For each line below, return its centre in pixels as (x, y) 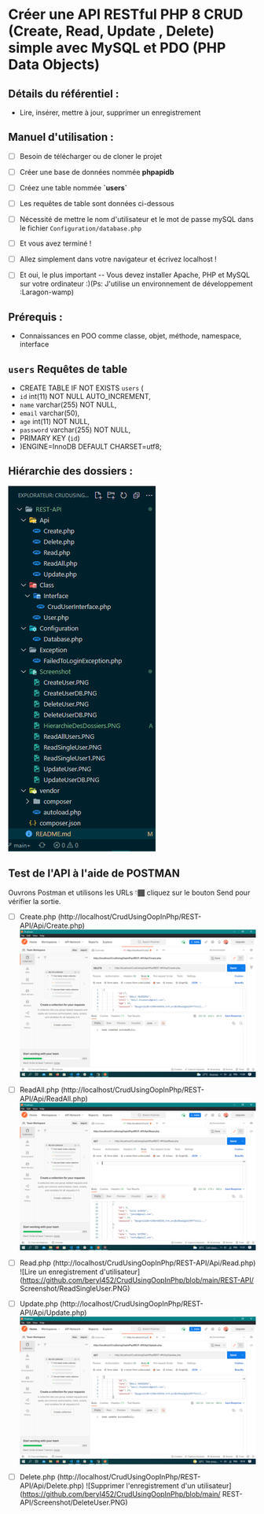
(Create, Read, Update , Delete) (111, 31)
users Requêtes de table (68, 369)
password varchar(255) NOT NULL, (75, 430)
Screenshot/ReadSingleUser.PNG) (75, 1289)
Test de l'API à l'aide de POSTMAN (94, 874)
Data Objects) (54, 65)
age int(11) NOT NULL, (55, 421)
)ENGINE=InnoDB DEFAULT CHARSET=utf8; (91, 446)
